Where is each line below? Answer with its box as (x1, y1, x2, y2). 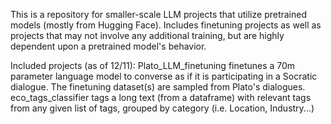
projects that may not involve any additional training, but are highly (10, 30, 285, 41)
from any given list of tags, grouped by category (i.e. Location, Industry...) (10, 102, 315, 114)
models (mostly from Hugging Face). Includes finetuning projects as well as (10, 19, 322, 31)
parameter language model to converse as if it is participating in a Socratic (10, 70, 318, 82)
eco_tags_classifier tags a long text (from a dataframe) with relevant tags (10, 92, 312, 103)
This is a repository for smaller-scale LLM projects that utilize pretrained (10, 9, 308, 20)
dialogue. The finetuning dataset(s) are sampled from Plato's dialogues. (10, 81, 306, 93)
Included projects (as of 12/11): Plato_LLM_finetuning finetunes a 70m (10, 60, 296, 71)
